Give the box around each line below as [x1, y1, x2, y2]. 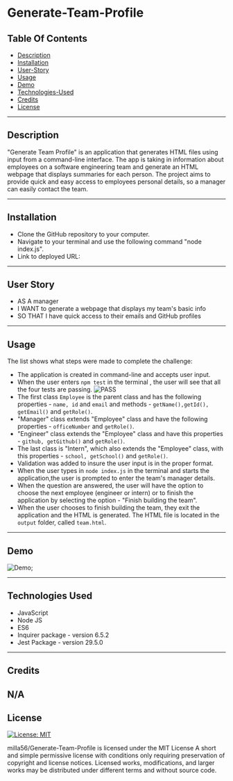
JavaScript [17, 609, 49, 617]
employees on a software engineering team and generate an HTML [7, 162, 199, 171]
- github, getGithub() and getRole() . [17, 437, 126, 446]
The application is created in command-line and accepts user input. [17, 371, 211, 379]
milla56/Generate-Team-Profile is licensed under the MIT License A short [7, 744, 216, 752]
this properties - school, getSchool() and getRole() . [17, 452, 169, 460]
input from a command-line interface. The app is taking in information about [7, 155, 224, 163]
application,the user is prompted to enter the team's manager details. [17, 474, 215, 483]
